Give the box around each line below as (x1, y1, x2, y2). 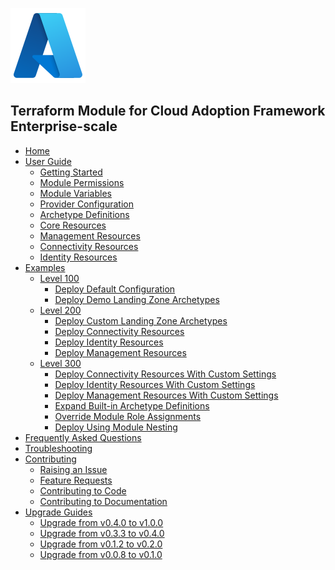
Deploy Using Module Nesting (54, 421, 178, 433)
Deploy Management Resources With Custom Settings (54, 389, 279, 401)
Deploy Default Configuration (54, 283, 176, 295)
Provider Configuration (39, 198, 134, 210)
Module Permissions (39, 176, 125, 188)
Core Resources (39, 219, 107, 231)
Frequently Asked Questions (24, 431, 142, 443)
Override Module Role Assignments (54, 410, 202, 422)
